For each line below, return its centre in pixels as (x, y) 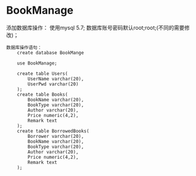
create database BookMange (50, 53)
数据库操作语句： (24, 47)
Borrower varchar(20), (56, 136)
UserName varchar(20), (56, 79)
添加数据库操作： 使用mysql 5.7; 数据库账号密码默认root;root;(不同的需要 (95, 27)
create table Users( (42, 73)
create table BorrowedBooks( (53, 131)
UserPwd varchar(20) (53, 84)
